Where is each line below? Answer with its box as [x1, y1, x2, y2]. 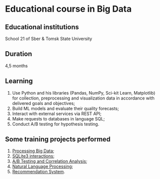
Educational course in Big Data [5, 3, 132, 15]
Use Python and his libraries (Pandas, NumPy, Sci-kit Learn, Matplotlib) [12, 90, 156, 96]
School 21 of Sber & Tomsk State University [5, 36, 93, 41]
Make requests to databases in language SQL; [12, 116, 105, 121]
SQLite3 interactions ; [12, 153, 55, 159]
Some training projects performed [5, 135, 111, 143]
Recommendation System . [12, 169, 65, 175]
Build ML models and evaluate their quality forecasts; [12, 105, 119, 111]
